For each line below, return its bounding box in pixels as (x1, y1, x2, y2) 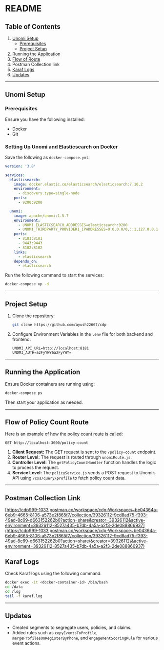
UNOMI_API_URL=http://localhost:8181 (12, 346, 89, 350)
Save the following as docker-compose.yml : (5, 154, 90, 160)
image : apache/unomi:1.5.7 (14, 213, 69, 218)
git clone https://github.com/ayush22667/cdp (12, 323, 106, 327)
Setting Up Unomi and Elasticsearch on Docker (5, 143, 118, 150)
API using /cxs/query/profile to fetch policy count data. (12, 475, 126, 481)
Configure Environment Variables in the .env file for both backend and (12, 331, 153, 337)
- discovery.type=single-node (18, 191, 80, 196)
